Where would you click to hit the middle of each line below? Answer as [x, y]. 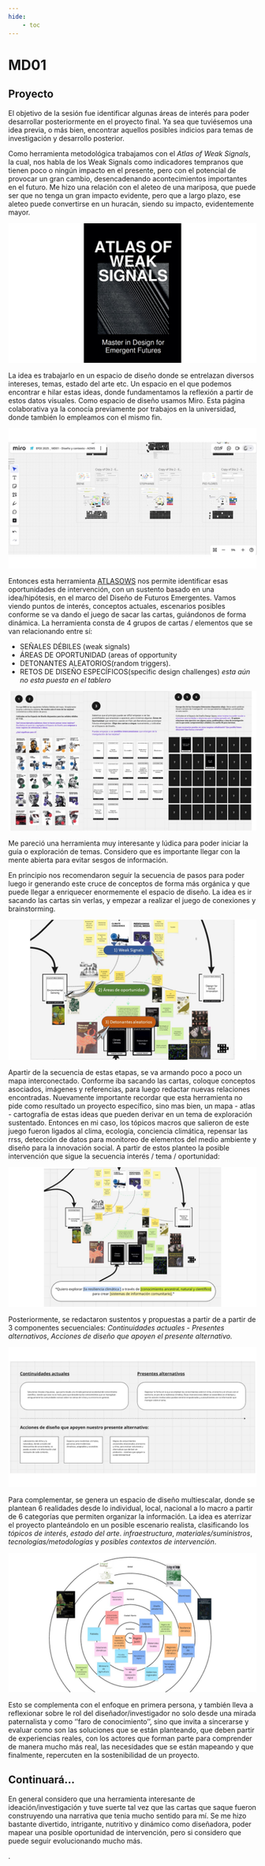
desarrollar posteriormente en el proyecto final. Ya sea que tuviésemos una [130, 121]
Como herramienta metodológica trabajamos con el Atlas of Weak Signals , [129, 153]
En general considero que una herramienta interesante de [102, 1799]
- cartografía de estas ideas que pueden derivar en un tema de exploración [130, 1114]
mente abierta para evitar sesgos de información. [88, 860]
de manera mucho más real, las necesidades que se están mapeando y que [131, 1747]
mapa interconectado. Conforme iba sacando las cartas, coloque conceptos [132, 1080]
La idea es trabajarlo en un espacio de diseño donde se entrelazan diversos [131, 375]
